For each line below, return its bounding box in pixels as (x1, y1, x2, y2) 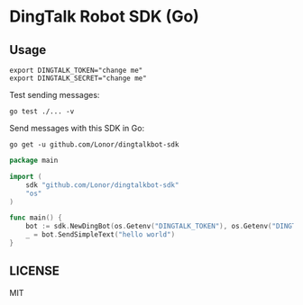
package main (9, 156, 59, 165)
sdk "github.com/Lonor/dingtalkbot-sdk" (25, 180, 179, 190)
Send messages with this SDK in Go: (9, 123, 145, 133)
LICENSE (9, 264, 60, 279)
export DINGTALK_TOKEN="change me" (9, 66, 143, 75)
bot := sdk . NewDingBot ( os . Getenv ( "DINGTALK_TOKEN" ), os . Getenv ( (25, 222, 272, 231)
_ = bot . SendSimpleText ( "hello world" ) (25, 230, 176, 239)
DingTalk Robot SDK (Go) (9, 6, 200, 27)
